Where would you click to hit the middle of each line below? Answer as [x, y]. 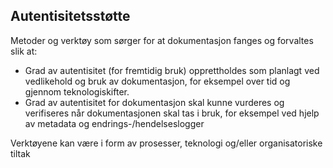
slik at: [24, 51]
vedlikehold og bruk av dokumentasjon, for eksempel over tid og [157, 81]
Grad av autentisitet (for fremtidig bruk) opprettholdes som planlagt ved [172, 70]
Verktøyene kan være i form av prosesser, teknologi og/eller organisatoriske [166, 143]
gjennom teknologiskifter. [77, 91]
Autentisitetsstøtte [70, 16]
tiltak [20, 153]
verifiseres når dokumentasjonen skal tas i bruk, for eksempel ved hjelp [172, 113]
